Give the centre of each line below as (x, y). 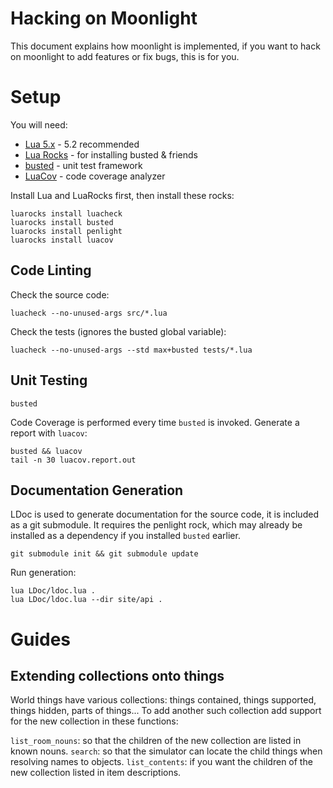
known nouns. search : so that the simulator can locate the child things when (166, 751)
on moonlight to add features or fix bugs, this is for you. (125, 56)
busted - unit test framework (83, 165)
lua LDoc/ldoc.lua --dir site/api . (86, 600)
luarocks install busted (62, 222)
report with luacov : (49, 433)
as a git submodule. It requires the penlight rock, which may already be (156, 525)
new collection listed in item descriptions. (96, 773)
